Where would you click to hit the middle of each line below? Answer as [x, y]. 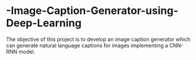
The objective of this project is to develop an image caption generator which [98, 39]
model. [27, 51]
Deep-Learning [44, 23]
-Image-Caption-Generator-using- [92, 11]
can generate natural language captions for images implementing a [87, 45]
